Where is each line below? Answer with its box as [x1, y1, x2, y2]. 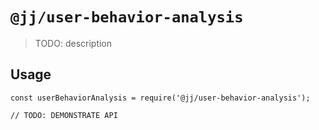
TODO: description [34, 37, 113, 49]
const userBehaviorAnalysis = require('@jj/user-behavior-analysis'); [10, 93, 311, 103]
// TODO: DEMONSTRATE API [10, 110, 118, 120]
